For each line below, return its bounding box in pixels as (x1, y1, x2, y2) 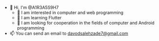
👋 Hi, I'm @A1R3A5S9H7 (9, 5, 59, 10)
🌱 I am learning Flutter (17, 15, 62, 20)
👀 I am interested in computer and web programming (17, 10, 124, 15)
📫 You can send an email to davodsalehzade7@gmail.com (9, 30, 129, 36)
